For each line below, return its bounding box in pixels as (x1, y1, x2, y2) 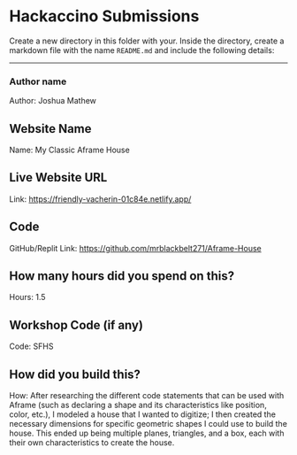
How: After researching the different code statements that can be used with (9, 390, 285, 401)
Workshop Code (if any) (9, 317, 144, 333)
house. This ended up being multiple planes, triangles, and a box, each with (9, 428, 285, 439)
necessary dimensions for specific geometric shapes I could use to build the (9, 419, 287, 429)
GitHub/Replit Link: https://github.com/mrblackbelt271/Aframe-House (9, 243, 263, 253)
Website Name (9, 121, 92, 136)
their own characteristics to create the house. (9, 437, 175, 448)
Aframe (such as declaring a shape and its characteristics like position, (9, 400, 267, 411)
